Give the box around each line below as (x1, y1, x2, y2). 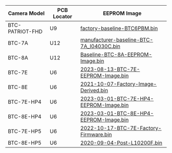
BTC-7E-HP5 (8, 128, 42, 135)
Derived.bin (80, 87, 109, 94)
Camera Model (8, 10, 45, 17)
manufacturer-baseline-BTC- (80, 36, 154, 43)
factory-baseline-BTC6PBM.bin (80, 25, 158, 32)
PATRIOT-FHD (8, 28, 42, 35)
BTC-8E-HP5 (8, 139, 42, 146)
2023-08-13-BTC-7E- (80, 66, 140, 73)
